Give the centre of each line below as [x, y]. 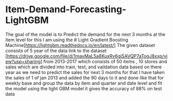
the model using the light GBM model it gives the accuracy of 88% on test [84, 88]
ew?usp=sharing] [24, 61]
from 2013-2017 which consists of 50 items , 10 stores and [105, 61]
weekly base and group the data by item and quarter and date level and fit [84, 83]
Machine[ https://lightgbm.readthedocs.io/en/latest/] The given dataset [80, 45]
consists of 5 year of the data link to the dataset [56, 50]
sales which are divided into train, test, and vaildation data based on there [84, 67]
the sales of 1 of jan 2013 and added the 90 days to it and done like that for [84, 78]
